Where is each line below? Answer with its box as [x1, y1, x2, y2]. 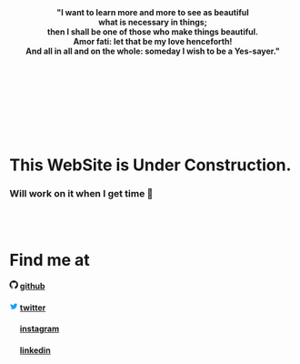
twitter [19, 302, 46, 313]
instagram [19, 323, 60, 334]
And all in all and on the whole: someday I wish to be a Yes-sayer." [25, 45, 280, 56]
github [19, 280, 45, 292]
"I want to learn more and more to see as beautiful [55, 7, 250, 17]
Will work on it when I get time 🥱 [9, 187, 154, 200]
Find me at [9, 249, 91, 270]
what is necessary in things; [98, 16, 207, 27]
